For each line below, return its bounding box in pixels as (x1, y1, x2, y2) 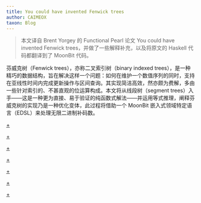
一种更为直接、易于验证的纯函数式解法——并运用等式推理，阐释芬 (32, 94, 195, 101)
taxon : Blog (6, 20, 36, 26)
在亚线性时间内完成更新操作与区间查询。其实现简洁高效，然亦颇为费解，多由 (6, 79, 195, 87)
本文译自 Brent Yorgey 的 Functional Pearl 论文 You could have (20, 37, 175, 44)
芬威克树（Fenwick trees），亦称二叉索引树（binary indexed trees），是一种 (6, 64, 191, 72)
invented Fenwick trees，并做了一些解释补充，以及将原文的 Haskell (20, 44, 187, 51)
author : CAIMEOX (6, 14, 47, 20)
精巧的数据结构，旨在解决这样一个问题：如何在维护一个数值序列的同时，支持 (6, 72, 195, 79)
